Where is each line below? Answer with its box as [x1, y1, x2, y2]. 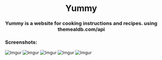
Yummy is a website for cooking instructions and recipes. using [5, 20, 158, 27]
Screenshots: [5, 39, 38, 46]
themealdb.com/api [58, 26, 105, 33]
